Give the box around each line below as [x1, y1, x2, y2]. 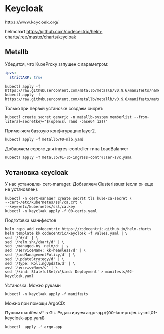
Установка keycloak [5, 168, 68, 177]
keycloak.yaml [5, 274, 34, 279]
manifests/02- [105, 269, 134, 274]
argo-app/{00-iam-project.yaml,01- [86, 310, 158, 316]
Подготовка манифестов [5, 217, 57, 223]
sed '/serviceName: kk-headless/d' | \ [5, 248, 86, 253]
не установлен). [5, 186, 39, 192]
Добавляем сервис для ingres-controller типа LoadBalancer [5, 145, 128, 152]
